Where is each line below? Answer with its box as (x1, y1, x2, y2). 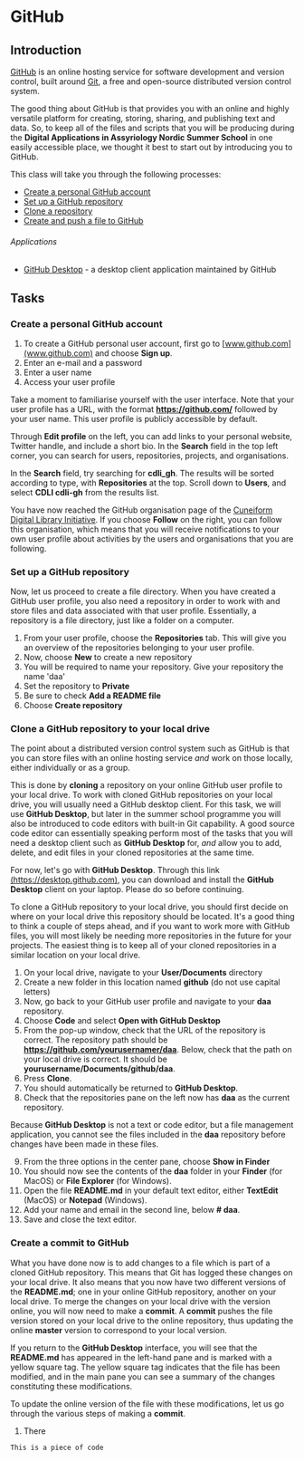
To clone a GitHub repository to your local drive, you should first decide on (10, 901, 289, 912)
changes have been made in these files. (10, 1139, 159, 1149)
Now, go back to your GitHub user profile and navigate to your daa (23, 996, 272, 1007)
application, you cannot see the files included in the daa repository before (10, 1129, 286, 1140)
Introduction (10, 43, 82, 58)
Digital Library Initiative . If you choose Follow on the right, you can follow (10, 514, 283, 524)
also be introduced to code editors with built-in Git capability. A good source (10, 818, 295, 830)
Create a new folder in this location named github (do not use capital (23, 976, 280, 988)
